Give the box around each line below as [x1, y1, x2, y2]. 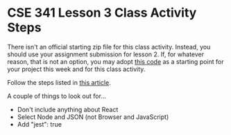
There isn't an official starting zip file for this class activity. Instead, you [7, 42, 211, 51]
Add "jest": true [17, 120, 62, 128]
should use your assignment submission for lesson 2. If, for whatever [7, 50, 205, 58]
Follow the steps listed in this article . [7, 78, 111, 86]
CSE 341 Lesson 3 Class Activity [7, 5, 197, 21]
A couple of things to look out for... [7, 92, 106, 100]
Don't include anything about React [17, 105, 119, 113]
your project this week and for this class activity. [7, 65, 146, 73]
